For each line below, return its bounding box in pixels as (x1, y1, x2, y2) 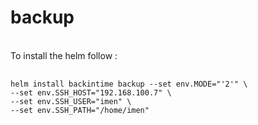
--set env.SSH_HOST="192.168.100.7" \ (10, 87, 172, 98)
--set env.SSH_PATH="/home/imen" (10, 105, 150, 115)
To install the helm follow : (10, 49, 118, 61)
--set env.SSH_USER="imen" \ (10, 96, 132, 106)
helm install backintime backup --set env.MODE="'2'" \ (10, 79, 248, 89)
